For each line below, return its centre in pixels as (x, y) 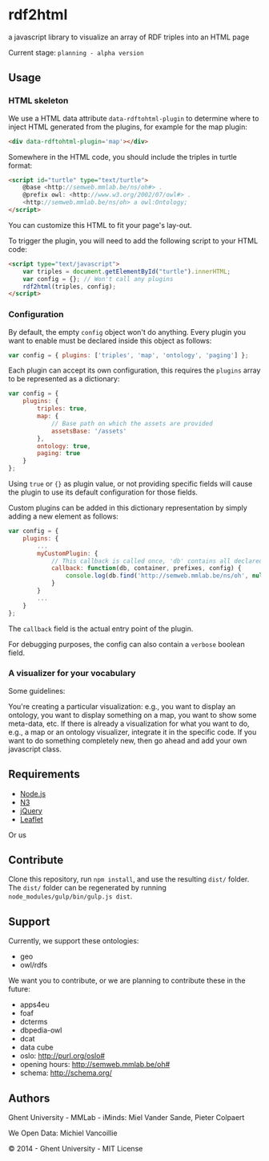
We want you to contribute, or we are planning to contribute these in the (127, 980)
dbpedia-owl (41, 1030)
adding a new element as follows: (63, 516)
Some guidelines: (37, 690)
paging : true (59, 454)
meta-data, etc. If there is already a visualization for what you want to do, (129, 723)
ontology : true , (64, 446)
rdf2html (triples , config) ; (69, 287)
